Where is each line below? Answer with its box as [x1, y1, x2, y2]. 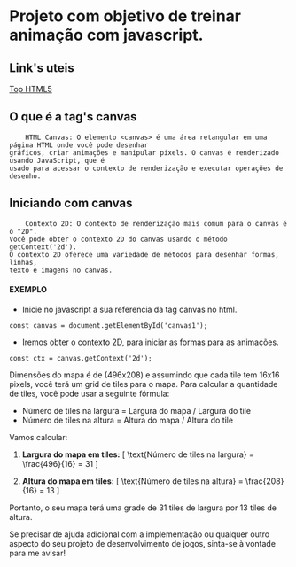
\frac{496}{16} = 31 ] [21, 458, 99, 469]
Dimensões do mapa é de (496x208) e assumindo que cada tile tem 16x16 [9, 369, 280, 380]
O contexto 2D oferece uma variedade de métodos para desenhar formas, [9, 250, 279, 259]
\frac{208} [245, 476, 284, 486]
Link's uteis [9, 60, 75, 75]
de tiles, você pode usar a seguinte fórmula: [9, 388, 170, 399]
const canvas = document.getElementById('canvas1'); [9, 321, 208, 330]
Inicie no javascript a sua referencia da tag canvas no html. [21, 304, 238, 315]
